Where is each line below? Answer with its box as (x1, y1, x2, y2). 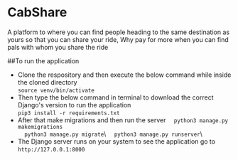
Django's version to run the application (17, 100, 131, 109)
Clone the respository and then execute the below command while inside (17, 70, 232, 79)
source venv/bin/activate (17, 87, 94, 94)
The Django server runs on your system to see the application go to (17, 137, 215, 146)
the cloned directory (17, 78, 77, 86)
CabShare (7, 4, 67, 21)
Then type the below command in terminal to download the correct (17, 93, 214, 102)
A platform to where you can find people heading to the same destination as (7, 28, 229, 36)
